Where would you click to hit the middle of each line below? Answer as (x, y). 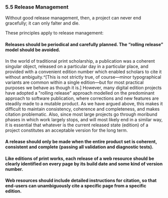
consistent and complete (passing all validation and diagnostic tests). (79, 147)
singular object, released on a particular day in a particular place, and (77, 66)
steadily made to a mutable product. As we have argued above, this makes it (84, 103)
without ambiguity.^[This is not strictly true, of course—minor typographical (83, 77)
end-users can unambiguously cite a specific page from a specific (76, 186)
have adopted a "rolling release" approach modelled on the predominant (80, 93)
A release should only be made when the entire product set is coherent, (81, 142)
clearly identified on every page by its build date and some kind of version (84, 163)
